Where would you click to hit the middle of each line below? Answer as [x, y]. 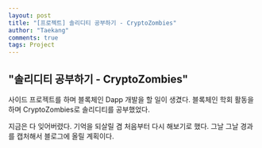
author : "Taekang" [39, 30]
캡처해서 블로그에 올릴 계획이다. [65, 136]
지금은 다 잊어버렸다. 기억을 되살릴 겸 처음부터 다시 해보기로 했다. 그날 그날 [123, 126]
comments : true [33, 38]
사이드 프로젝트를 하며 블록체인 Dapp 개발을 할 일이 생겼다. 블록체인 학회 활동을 [131, 99]
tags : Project [32, 45]
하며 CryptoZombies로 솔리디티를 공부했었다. [79, 109]
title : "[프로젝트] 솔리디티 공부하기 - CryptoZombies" [92, 23]
